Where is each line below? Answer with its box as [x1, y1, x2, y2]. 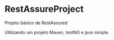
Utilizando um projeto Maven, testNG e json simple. [4, 29, 110, 35]
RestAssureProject [4, 3, 84, 15]
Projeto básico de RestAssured [4, 20, 68, 26]
